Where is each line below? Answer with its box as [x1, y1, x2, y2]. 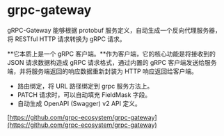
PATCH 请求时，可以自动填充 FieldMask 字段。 [17, 90, 152, 99]
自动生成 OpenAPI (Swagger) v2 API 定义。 [17, 99, 141, 107]
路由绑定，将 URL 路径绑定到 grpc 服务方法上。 [17, 82, 154, 90]
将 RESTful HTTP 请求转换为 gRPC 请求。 [7, 34, 127, 43]
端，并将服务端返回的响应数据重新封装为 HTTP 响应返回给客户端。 [7, 67, 198, 75]
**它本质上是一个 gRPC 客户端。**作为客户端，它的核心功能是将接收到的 [7, 50, 216, 58]
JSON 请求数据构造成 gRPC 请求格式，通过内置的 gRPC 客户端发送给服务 [7, 58, 217, 66]
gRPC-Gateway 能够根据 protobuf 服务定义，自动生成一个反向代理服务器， [7, 26, 221, 34]
